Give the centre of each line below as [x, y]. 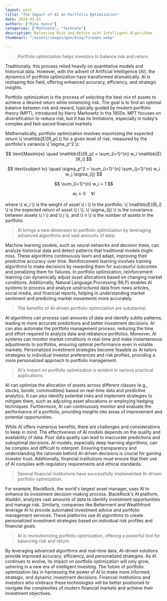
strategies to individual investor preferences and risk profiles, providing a [80, 355]
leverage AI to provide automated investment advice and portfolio [72, 510]
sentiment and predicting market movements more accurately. [69, 298]
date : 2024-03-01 [23, 19]
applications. [30, 375]
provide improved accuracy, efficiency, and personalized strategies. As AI [81, 556]
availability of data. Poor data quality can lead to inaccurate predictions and [83, 437]
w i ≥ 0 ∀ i [84, 194]
